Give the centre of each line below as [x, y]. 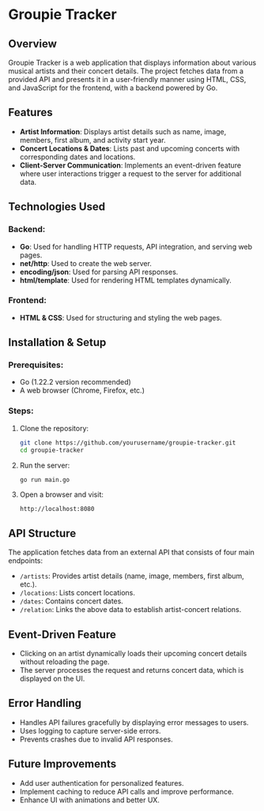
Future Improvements [62, 764]
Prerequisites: [36, 365]
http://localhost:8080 [57, 509]
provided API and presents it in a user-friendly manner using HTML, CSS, [127, 79]
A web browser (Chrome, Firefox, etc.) [82, 390]
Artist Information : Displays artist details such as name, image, [123, 131]
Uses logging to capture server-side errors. [90, 730]
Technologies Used [57, 207]
